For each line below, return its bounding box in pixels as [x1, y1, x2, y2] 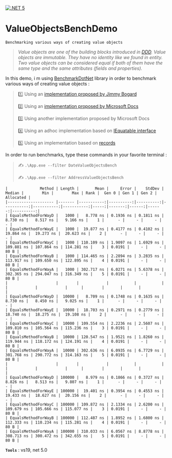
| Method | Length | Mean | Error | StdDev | [5, 186, 164, 191]
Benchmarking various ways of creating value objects [5, 40, 123, 45]
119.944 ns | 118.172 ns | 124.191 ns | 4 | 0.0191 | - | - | [5, 339, 167, 344]
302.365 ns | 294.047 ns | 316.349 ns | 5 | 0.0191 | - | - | [5, 271, 167, 277]
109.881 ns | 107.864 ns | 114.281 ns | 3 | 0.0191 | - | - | [5, 244, 167, 249]
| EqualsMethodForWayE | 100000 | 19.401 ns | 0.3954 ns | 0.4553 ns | [5, 388, 164, 393]
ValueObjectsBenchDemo [5, 23, 118, 34]
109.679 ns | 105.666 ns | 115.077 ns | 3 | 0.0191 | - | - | [5, 406, 167, 411]
